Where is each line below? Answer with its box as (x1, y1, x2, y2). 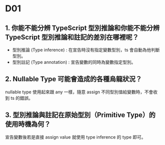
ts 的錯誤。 (10, 95, 33, 101)
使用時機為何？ (5, 120, 51, 128)
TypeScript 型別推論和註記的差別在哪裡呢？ (5, 33, 139, 41)
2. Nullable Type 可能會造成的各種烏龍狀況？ (5, 75, 142, 84)
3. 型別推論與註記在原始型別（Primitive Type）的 (5, 111, 156, 119)
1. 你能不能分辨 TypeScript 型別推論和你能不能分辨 (5, 24, 160, 32)
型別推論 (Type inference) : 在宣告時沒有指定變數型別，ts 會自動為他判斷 (12, 47, 160, 53)
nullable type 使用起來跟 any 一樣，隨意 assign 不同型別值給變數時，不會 (5, 89, 154, 95)
